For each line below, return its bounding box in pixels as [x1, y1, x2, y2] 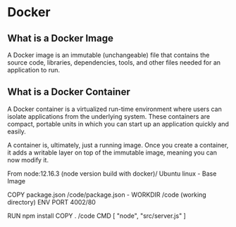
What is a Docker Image [7, 32, 114, 44]
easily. [7, 127, 26, 136]
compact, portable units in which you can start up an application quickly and [7, 119, 229, 128]
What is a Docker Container [7, 86, 130, 98]
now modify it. [7, 155, 49, 164]
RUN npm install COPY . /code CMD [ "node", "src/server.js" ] [7, 212, 187, 220]
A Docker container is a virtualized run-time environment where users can [7, 105, 222, 113]
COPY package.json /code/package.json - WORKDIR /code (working [7, 190, 206, 199]
